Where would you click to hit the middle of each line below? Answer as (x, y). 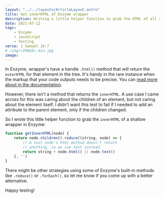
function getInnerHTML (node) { (37, 134)
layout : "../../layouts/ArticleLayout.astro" (52, 10)
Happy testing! (20, 190)
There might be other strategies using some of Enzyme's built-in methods (80, 170)
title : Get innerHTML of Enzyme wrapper (47, 14)
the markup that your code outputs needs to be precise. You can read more (82, 79)
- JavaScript (27, 37)
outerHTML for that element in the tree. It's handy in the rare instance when (80, 74)
